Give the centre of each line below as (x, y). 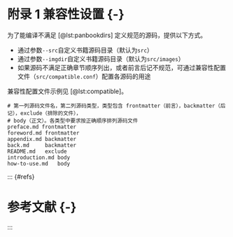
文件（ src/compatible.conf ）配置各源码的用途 (84, 76)
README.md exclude (37, 151)
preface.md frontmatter (42, 127)
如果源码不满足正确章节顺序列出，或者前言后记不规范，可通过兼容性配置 (121, 67)
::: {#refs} (21, 177)
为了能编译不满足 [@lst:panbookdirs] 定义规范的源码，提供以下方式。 (107, 35)
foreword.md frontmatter (43, 133)
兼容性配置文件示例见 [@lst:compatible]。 (68, 91)
